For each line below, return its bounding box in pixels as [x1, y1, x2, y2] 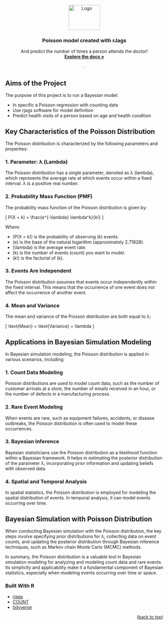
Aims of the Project [5, 79, 67, 87]
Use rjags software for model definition [12, 107, 94, 113]
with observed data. [5, 465, 47, 471]
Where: [5, 224, 21, 230]
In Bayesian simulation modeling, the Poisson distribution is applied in [5, 351, 149, 357]
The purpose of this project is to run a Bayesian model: [5, 92, 119, 98]
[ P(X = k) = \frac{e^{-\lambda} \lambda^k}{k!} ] [5, 214, 104, 220]
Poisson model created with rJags [42, 37, 127, 44]
